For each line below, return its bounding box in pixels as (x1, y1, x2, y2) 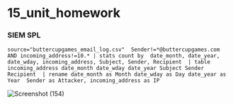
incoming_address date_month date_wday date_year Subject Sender (7, 65, 204, 72)
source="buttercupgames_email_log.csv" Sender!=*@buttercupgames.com (7, 46, 220, 54)
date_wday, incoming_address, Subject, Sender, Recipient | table (7, 59, 211, 66)
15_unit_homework (7, 5, 120, 21)
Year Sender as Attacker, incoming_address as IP (7, 77, 160, 84)
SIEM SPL (7, 30, 41, 40)
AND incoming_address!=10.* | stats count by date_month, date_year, (7, 52, 220, 59)
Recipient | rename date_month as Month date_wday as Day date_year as (7, 71, 227, 79)
